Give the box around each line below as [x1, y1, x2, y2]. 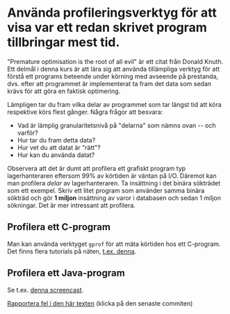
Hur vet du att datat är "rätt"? [17, 143, 101, 151]
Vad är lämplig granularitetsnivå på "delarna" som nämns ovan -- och [17, 121, 216, 129]
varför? [17, 129, 38, 137]
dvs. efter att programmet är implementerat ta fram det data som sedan [7, 79, 212, 88]
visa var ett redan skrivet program [7, 19, 207, 35]
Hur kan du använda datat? [17, 151, 95, 159]
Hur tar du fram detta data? [17, 135, 96, 144]
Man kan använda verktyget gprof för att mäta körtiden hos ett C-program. [7, 240, 221, 248]
